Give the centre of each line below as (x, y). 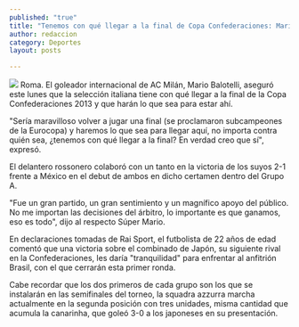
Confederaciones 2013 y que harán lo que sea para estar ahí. (121, 104)
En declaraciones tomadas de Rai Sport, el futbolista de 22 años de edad (143, 239)
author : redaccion (43, 34)
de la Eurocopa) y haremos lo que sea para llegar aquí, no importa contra (143, 131)
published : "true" (43, 17)
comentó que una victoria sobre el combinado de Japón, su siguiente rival (145, 249)
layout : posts (36, 51)
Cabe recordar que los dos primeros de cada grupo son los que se (131, 285)
